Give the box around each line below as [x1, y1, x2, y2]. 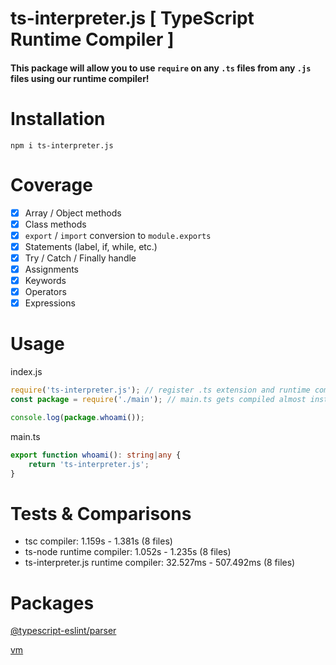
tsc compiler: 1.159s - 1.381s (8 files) [24, 535, 173, 547]
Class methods [24, 218, 87, 230]
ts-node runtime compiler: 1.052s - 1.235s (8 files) [24, 546, 232, 558]
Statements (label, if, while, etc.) [24, 240, 158, 252]
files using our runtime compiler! [10, 72, 150, 84]
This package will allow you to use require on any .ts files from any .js [10, 62, 312, 74]
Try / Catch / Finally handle [24, 252, 137, 264]
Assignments [24, 263, 79, 275]
